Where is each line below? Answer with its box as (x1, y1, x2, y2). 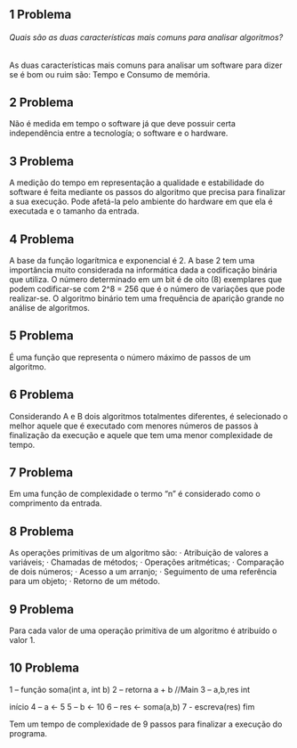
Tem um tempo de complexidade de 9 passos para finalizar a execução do (9, 719, 283, 729)
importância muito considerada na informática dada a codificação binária (9, 264, 277, 275)
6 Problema (9, 387, 74, 402)
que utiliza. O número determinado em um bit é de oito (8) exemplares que (9, 274, 283, 285)
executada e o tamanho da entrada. (9, 206, 140, 216)
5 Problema (9, 329, 74, 344)
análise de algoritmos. (9, 303, 91, 313)
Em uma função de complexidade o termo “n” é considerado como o (9, 489, 261, 500)
